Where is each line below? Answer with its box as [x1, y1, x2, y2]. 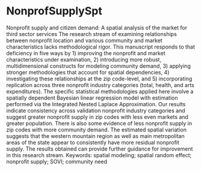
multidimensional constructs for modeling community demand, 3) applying [6, 62, 191, 70]
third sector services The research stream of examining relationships [6, 30, 178, 37]
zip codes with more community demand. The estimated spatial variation [6, 126, 187, 133]
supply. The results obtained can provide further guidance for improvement [6, 145, 193, 152]
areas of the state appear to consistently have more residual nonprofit [6, 139, 179, 146]
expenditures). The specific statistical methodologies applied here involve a [6, 88, 194, 95]
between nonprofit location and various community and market [6, 37, 162, 44]
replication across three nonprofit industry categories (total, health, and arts [6, 81, 194, 88]
